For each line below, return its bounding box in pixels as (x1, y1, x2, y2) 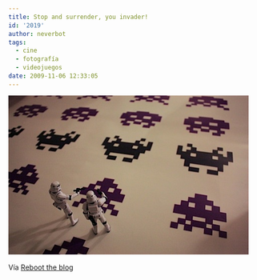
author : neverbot (8, 30, 66, 38)
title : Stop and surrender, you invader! (8, 13, 149, 21)
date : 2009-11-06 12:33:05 (8, 72, 98, 80)
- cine (15, 46, 38, 55)
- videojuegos (15, 64, 62, 72)
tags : (8, 38, 26, 46)
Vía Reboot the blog (8, 262, 74, 272)
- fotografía (15, 55, 59, 63)
